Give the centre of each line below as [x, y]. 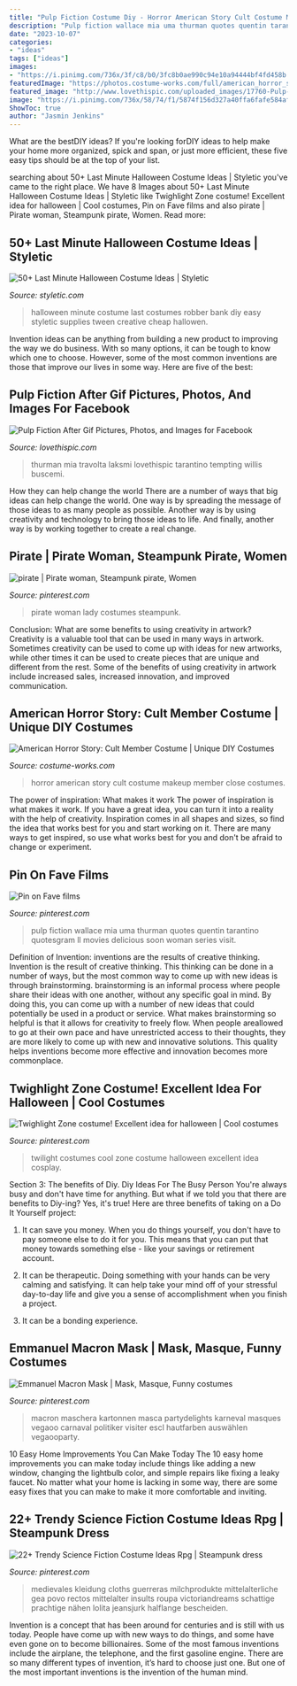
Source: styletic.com [47, 295]
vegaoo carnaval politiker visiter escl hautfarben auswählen [139, 1427]
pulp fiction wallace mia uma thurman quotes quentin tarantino [145, 931]
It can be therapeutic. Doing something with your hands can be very [146, 1275]
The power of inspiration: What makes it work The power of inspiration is [141, 800]
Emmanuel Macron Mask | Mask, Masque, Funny [145, 1348]
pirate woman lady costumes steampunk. [106, 612]
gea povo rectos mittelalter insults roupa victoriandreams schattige [153, 1598]
